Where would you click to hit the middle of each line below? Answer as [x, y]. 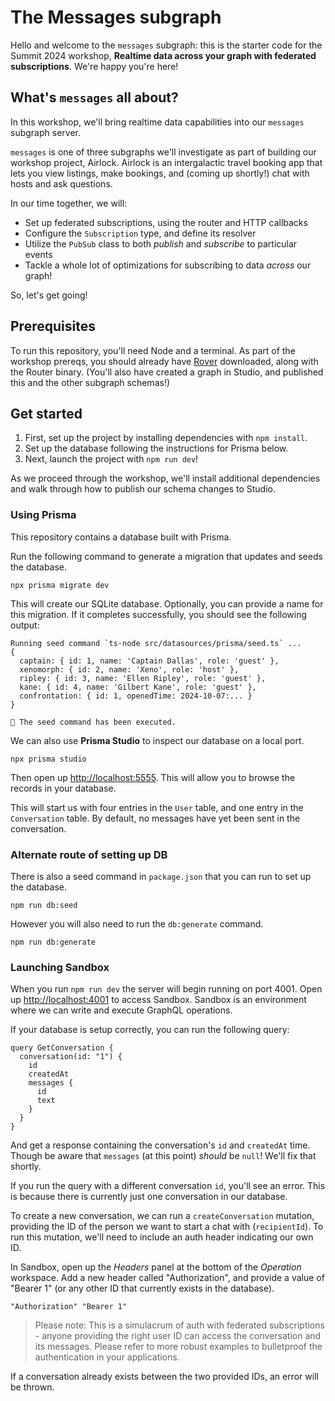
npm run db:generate [53, 942]
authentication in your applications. [107, 1357]
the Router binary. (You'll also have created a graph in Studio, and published [167, 372]
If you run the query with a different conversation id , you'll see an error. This [168, 1186]
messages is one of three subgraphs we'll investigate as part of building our [163, 152]
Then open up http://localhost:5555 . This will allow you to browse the [153, 777]
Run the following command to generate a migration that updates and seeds [166, 556]
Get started [46, 413]
